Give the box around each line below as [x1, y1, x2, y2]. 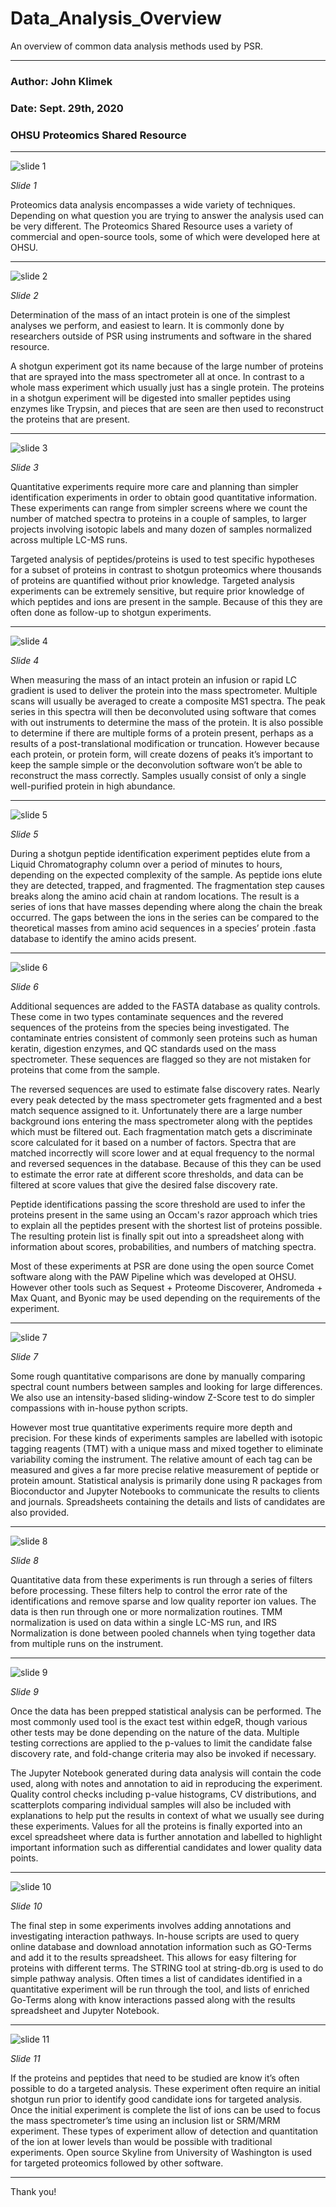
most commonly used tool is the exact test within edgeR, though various [10, 1716, 308, 1728]
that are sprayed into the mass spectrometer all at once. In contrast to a [10, 371, 305, 383]
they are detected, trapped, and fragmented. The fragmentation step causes [10, 880, 325, 892]
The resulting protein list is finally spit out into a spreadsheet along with [10, 1230, 305, 1242]
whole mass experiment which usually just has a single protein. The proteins [10, 382, 325, 394]
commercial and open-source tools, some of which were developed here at [10, 231, 321, 243]
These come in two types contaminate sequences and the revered [10, 1011, 284, 1023]
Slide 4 [10, 655, 40, 667]
